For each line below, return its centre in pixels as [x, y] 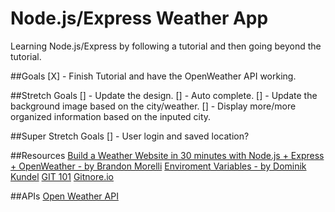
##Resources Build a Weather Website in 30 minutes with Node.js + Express [167, 155]
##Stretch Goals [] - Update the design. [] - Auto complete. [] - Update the [164, 95]
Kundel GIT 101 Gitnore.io [62, 176]
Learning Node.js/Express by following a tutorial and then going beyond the [166, 46]
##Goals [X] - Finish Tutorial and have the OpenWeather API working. [153, 76]
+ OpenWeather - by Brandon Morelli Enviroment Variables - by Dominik [158, 166]
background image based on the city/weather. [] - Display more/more [153, 106]
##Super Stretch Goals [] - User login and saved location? [130, 136]
